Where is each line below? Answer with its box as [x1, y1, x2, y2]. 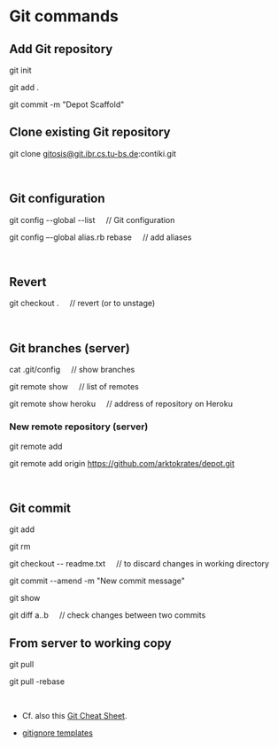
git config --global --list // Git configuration [9, 214, 175, 225]
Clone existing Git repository [9, 125, 171, 140]
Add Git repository [9, 42, 113, 57]
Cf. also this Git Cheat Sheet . [21, 711, 127, 721]
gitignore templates [21, 728, 93, 738]
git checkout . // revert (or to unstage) [9, 298, 156, 309]
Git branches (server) [9, 341, 130, 356]
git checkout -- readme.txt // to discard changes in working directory [9, 558, 270, 569]
